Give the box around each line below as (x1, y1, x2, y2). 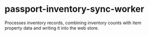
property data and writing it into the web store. (4, 25, 99, 31)
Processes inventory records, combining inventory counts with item (4, 20, 142, 26)
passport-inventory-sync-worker (4, 3, 145, 15)
